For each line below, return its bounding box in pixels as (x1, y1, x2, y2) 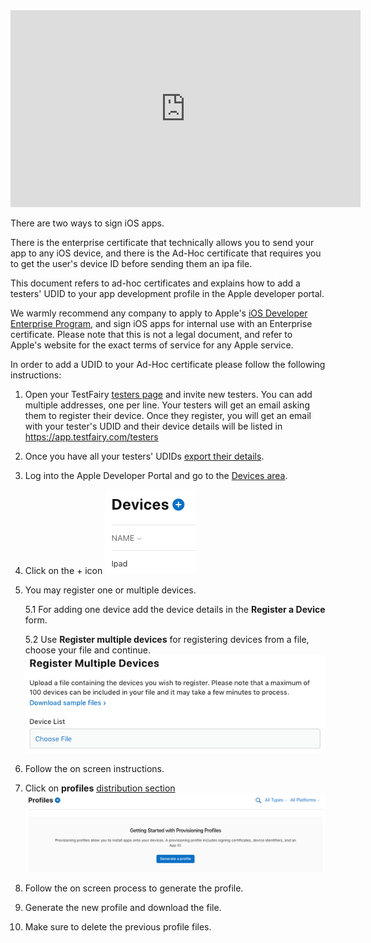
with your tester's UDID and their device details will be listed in (24, 420, 283, 432)
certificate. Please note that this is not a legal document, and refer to (10, 329, 293, 340)
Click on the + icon (24, 565, 103, 576)
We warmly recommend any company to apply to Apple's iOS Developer (10, 307, 308, 319)
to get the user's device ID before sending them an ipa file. (10, 258, 253, 269)
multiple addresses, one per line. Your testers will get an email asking (24, 399, 310, 411)
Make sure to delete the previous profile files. (24, 920, 212, 933)
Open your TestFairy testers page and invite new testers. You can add (24, 389, 313, 400)
